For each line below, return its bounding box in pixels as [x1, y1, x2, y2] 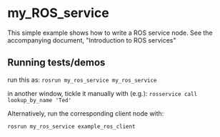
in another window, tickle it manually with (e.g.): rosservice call [7, 89, 198, 97]
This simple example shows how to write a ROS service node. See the [7, 28, 213, 37]
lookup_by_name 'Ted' [7, 97, 72, 104]
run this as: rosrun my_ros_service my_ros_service [7, 75, 157, 84]
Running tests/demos [7, 57, 106, 69]
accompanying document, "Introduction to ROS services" [7, 35, 176, 44]
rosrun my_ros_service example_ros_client [7, 123, 136, 130]
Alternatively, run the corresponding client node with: [7, 109, 164, 118]
